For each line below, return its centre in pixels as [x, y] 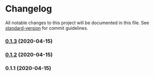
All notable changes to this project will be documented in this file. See [77, 23]
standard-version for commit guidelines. [47, 28]
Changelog [29, 9]
